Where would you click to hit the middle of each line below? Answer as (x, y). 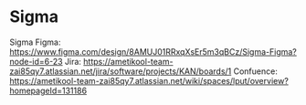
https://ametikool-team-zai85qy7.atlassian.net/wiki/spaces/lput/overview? (149, 80)
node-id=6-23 (36, 61)
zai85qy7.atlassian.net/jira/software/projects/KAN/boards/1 (121, 71)
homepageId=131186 (48, 90)
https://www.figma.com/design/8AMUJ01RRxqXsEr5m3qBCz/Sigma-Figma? (153, 51)
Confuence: (256, 71)
